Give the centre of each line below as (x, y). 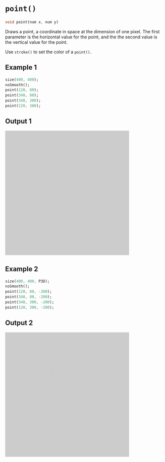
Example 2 (22, 269)
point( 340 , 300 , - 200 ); (30, 302)
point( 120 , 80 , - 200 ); (28, 292)
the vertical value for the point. (36, 42)
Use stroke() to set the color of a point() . (48, 52)
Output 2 (19, 323)
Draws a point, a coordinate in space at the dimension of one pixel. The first (82, 31)
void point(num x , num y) (32, 22)
